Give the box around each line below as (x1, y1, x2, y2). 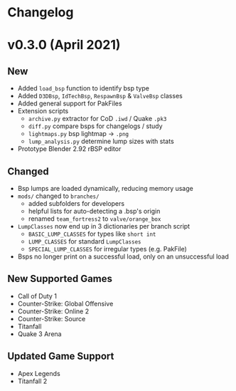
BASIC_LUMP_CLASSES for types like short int (28, 229, 156, 238)
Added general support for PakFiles (17, 99, 122, 108)
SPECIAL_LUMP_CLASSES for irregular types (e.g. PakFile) (28, 245, 187, 253)
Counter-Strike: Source (17, 314, 86, 323)
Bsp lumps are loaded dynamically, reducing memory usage (17, 184, 193, 192)
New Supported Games (7, 273, 112, 285)
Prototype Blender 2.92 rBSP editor (17, 145, 122, 153)
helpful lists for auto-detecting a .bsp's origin (28, 207, 161, 215)
